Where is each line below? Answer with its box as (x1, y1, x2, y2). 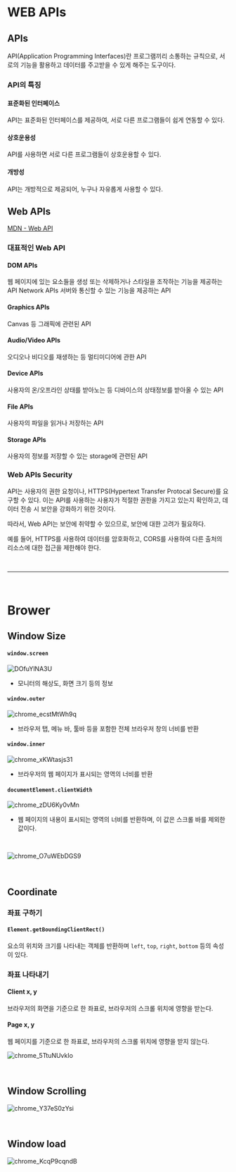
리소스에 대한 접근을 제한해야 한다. (7, 543, 101, 552)
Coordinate (7, 886, 58, 898)
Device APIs (7, 369, 44, 378)
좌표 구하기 (7, 908, 43, 918)
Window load (7, 1138, 67, 1150)
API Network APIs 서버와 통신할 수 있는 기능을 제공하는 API (7, 286, 171, 295)
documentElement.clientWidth (7, 787, 93, 794)
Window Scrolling (7, 1085, 86, 1097)
